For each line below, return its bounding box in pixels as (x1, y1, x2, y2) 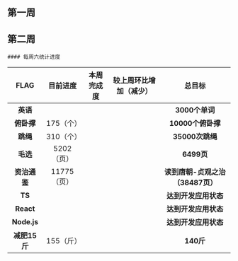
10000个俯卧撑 (169, 119, 221, 129)
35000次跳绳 (172, 132, 217, 141)
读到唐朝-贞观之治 (164, 167, 226, 177)
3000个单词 (174, 105, 215, 115)
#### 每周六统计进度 (7, 54, 61, 61)
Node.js (11, 217, 39, 227)
